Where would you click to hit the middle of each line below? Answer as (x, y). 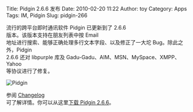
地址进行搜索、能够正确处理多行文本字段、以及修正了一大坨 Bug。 (87, 42)
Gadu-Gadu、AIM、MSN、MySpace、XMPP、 (123, 57)
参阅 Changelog (25, 95)
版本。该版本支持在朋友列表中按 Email (52, 35)
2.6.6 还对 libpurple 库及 (36, 57)
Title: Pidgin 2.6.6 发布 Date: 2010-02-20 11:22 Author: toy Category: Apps (97, 9)
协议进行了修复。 (32, 71)
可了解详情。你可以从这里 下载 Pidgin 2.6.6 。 (60, 102)
